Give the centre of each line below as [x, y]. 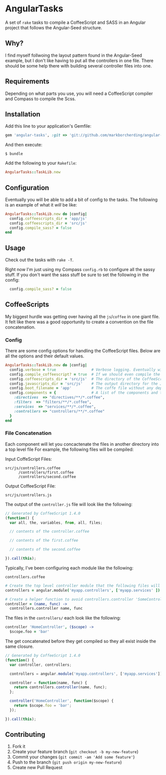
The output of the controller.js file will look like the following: [69, 504]
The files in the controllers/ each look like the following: [63, 618]
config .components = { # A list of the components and [84, 393]
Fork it [19, 746]
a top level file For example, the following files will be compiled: [69, 449]
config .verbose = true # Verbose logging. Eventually [83, 370]
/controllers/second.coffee [47, 477]
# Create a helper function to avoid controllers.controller [69, 599]
